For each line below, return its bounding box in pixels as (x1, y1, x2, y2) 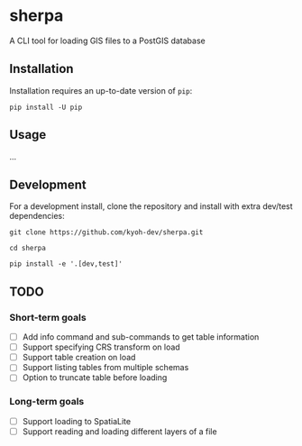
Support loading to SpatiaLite (22, 415, 132, 426)
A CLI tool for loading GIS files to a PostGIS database (9, 35, 206, 46)
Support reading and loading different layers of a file (22, 425, 218, 437)
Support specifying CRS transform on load (22, 341, 180, 352)
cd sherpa (9, 244, 47, 253)
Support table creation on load (22, 352, 136, 363)
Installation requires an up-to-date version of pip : (9, 85, 193, 96)
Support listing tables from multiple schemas (22, 362, 189, 373)
